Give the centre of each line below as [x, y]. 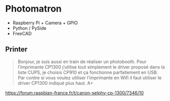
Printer [16, 49]
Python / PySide [29, 28]
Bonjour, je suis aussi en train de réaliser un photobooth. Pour [82, 62]
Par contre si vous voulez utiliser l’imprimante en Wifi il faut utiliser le [90, 78]
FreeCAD [22, 33]
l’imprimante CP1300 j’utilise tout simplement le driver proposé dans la [91, 67]
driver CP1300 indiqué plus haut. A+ [55, 83]
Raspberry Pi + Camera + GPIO [45, 23]
